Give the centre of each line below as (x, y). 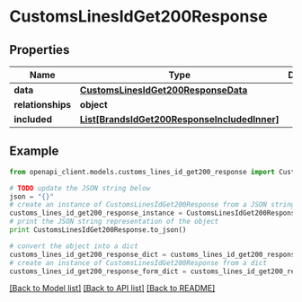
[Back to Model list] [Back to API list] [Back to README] (112, 289)
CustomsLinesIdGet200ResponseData (164, 90)
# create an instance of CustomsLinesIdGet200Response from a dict (138, 262)
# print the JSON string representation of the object (114, 222)
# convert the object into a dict (74, 246)
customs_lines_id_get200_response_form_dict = (98, 271)
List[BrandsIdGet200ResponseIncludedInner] (179, 119)
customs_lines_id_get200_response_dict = (88, 254)
